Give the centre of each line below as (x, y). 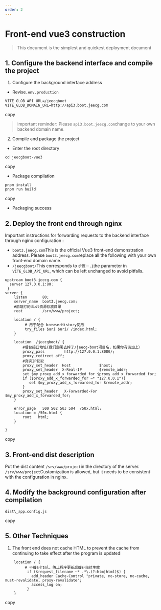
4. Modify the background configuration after (76, 492)
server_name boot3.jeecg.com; (46, 302)
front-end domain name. (37, 261)
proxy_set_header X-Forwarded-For (60, 392)
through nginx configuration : (34, 241)
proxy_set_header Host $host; (68, 366)
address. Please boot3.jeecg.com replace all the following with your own (84, 255)
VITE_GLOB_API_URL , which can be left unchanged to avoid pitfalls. (78, 271)
